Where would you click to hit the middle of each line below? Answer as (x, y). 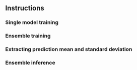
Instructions (25, 8)
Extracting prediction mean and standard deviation (69, 49)
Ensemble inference (30, 63)
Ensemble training (28, 36)
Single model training (32, 22)
